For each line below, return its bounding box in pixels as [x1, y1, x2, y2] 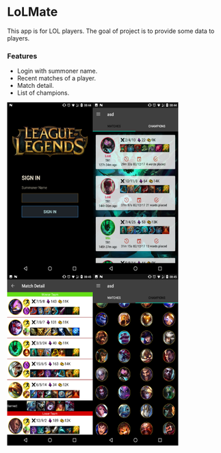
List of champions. [16, 89, 70, 97]
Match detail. [16, 82, 55, 90]
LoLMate [7, 4, 58, 20]
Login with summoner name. [16, 67, 98, 75]
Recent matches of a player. [16, 74, 96, 82]
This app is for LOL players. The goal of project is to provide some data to [7, 27, 215, 35]
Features [7, 51, 38, 60]
